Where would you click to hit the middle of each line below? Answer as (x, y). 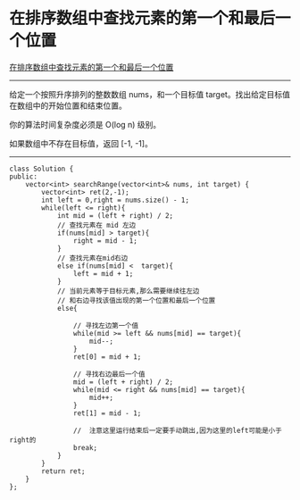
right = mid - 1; (105, 241)
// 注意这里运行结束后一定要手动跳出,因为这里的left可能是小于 (178, 430)
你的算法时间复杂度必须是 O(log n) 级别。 (85, 124)
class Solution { (42, 169)
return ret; (64, 471)
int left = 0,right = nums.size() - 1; (116, 200)
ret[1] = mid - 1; (107, 413)
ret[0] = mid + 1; (107, 357)
